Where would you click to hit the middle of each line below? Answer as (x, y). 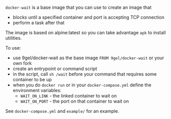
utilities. (14, 38)
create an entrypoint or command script (55, 69)
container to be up (32, 79)
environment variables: (37, 90)
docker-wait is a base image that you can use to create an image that (78, 7)
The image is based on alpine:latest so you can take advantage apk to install (85, 32)
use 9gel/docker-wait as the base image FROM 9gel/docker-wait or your (88, 58)
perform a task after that (39, 23)
